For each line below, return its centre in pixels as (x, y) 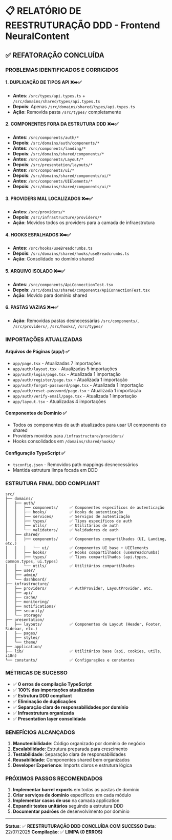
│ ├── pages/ (21, 633)
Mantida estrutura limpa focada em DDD (55, 470)
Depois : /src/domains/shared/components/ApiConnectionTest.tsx (81, 290)
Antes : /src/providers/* (39, 212)
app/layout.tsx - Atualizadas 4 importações (59, 401)
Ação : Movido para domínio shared (50, 295)
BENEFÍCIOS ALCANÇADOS (40, 732)
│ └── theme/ (21, 642)
